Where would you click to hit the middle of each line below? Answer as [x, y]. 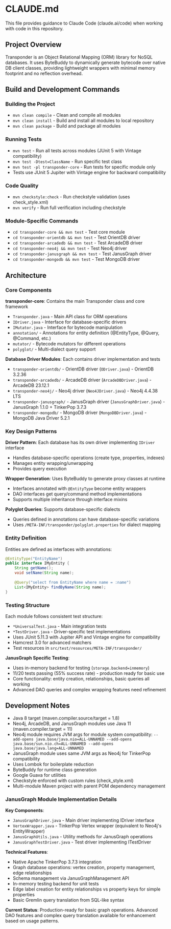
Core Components [29, 290]
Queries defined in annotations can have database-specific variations [86, 519]
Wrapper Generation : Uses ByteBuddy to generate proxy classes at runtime [85, 479]
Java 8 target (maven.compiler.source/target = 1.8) [66, 718]
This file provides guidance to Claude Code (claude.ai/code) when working [84, 23]
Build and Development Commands [63, 89]
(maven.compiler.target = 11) [42, 729]
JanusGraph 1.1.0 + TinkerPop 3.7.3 [50, 407]
